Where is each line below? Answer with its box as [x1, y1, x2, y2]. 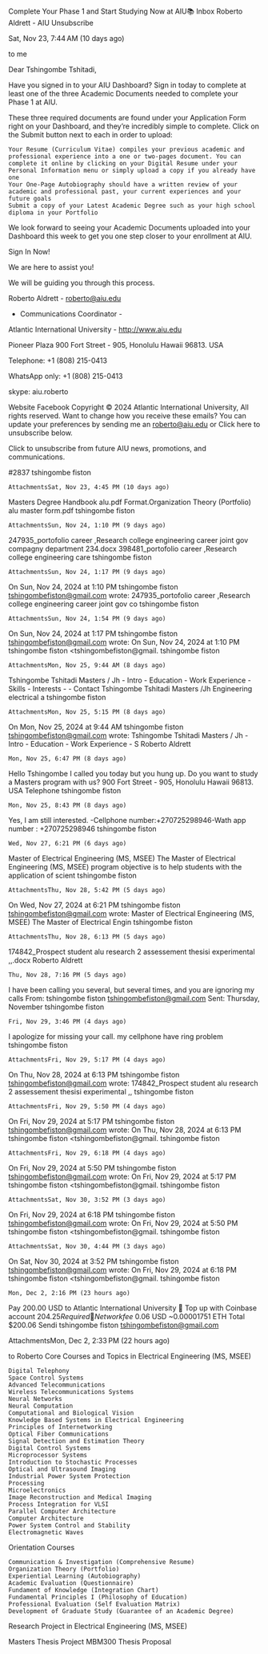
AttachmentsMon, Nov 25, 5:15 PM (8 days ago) [8, 708, 166, 716]
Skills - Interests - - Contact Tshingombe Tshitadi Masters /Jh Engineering [8, 684, 253, 693]
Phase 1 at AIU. [8, 97, 58, 107]
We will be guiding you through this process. [8, 278, 155, 287]
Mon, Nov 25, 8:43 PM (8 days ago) [8, 801, 127, 809]
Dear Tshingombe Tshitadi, [8, 65, 98, 74]
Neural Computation [8, 1402, 74, 1410]
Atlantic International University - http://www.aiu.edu [8, 324, 182, 334]
